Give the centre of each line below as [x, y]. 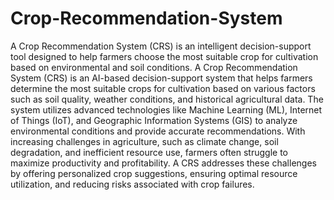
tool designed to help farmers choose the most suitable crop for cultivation [164, 56]
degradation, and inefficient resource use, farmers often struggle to [149, 152]
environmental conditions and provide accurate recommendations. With [158, 131]
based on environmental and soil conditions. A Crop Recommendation [154, 67]
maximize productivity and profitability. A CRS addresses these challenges [163, 163]
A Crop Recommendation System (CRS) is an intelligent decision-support [161, 46]
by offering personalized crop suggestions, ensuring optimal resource [154, 173]
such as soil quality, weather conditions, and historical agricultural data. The [167, 99]
